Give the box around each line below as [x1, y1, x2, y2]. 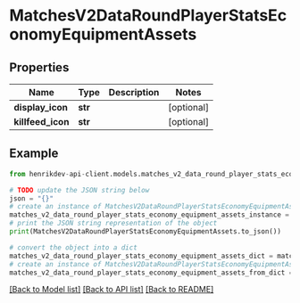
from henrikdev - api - [9, 169, 87, 178]
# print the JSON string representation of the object [9, 219, 218, 228]
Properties [9, 60, 70, 75]
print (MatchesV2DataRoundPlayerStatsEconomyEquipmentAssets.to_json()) [9, 227, 281, 236]
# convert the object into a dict [9, 242, 138, 252]
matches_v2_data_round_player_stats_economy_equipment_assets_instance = [9, 210, 290, 219]
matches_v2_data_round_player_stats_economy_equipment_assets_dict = [9, 251, 274, 260]
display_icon [13, 102, 69, 113]
